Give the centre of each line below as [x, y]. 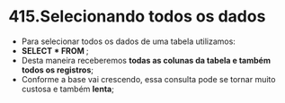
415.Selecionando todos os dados [137, 17]
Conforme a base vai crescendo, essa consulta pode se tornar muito [148, 79]
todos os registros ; [58, 70]
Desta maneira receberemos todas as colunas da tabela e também [146, 60]
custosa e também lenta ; [67, 89]
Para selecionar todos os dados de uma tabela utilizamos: [128, 41]
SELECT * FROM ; [55, 50]
